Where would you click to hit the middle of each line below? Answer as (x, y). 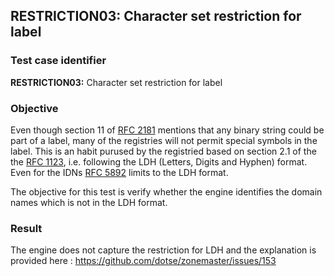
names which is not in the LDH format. (89, 202)
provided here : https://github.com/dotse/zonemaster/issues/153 (143, 261)
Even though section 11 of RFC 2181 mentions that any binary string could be (167, 130)
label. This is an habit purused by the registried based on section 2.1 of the (163, 151)
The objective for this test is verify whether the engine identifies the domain (166, 191)
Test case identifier (58, 61)
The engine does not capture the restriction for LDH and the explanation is (163, 250)
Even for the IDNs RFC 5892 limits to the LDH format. (119, 172)
